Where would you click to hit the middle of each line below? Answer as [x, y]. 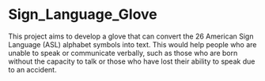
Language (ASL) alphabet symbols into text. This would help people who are [132, 44]
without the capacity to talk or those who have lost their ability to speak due [132, 61]
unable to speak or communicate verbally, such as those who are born [123, 53]
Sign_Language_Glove [83, 15]
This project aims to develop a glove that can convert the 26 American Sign [131, 36]
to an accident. [32, 69]
